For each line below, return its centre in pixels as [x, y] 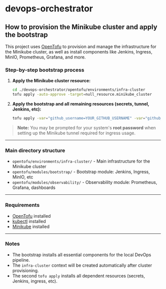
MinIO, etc [23, 177]
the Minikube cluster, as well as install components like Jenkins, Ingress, [79, 52]
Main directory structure [35, 150]
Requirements [22, 205]
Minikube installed [31, 227]
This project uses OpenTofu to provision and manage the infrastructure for [81, 47]
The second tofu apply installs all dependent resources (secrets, [79, 276]
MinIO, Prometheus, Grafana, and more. [45, 57]
